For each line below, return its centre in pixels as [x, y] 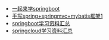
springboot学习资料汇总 [41, 23]
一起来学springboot [36, 9]
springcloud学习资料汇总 [42, 31]
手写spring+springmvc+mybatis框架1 [57, 16]
